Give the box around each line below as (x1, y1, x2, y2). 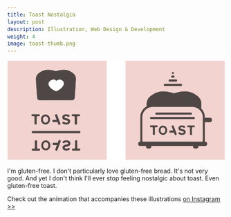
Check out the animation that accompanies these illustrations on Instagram (7, 195, 221, 203)
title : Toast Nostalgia (7, 11, 76, 18)
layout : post (7, 18, 45, 26)
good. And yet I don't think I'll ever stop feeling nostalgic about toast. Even (7, 174, 220, 182)
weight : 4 (7, 33, 36, 40)
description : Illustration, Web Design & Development (7, 26, 166, 32)
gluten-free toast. (7, 182, 57, 190)
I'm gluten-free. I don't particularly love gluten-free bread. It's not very (7, 167, 209, 176)
